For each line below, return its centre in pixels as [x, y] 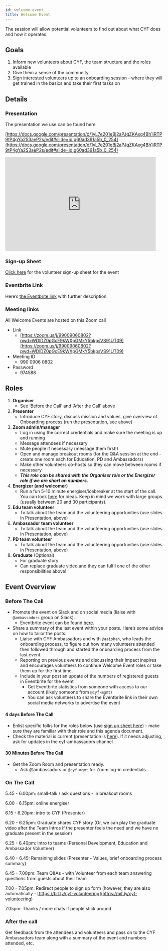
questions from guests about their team [46, 879]
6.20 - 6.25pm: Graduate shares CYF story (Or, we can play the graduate [80, 823]
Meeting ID [24, 356]
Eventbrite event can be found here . [57, 623]
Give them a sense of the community [50, 73]
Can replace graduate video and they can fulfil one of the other [85, 566]
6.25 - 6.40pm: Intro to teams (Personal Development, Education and [76, 843]
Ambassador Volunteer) [30, 849]
